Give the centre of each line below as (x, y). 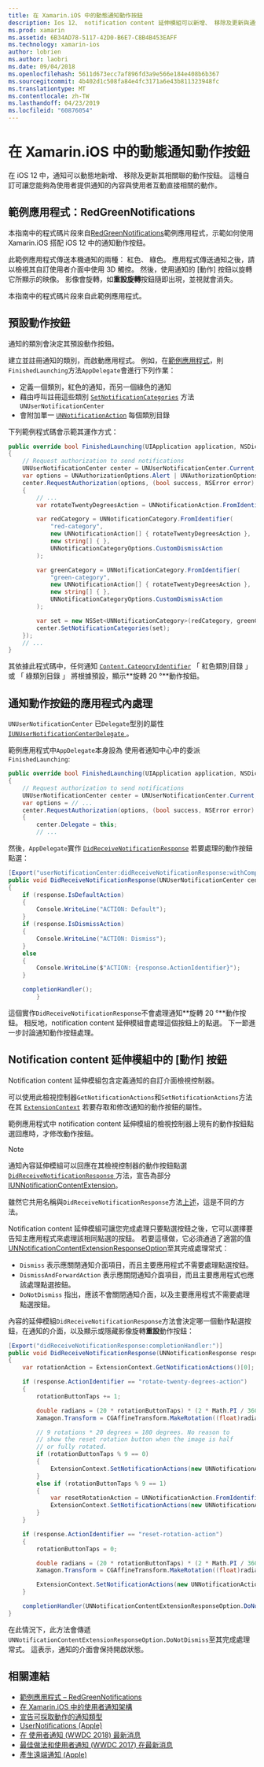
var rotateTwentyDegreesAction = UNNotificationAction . (130, 505)
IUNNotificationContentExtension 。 (65, 1185)
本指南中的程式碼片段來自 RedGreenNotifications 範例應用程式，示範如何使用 (131, 232)
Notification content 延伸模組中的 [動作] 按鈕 (118, 1060)
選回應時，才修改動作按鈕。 (53, 1133)
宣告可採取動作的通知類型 (61, 1717)
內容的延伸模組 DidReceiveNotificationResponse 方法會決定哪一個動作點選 (126, 1321)
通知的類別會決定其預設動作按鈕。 (63, 343)
